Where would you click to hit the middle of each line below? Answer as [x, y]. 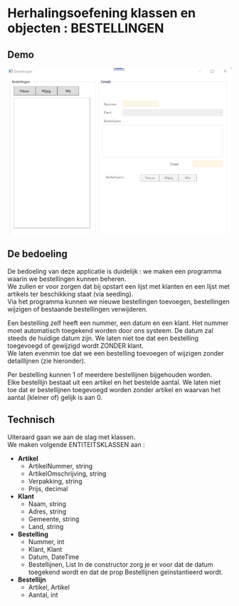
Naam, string [47, 503]
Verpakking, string [55, 481]
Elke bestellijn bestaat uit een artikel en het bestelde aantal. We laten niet [114, 382]
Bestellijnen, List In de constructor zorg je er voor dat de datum [121, 564]
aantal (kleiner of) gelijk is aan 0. [55, 397]
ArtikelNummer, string [60, 466]
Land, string [46, 526]
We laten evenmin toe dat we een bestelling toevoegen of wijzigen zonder [116, 353]
